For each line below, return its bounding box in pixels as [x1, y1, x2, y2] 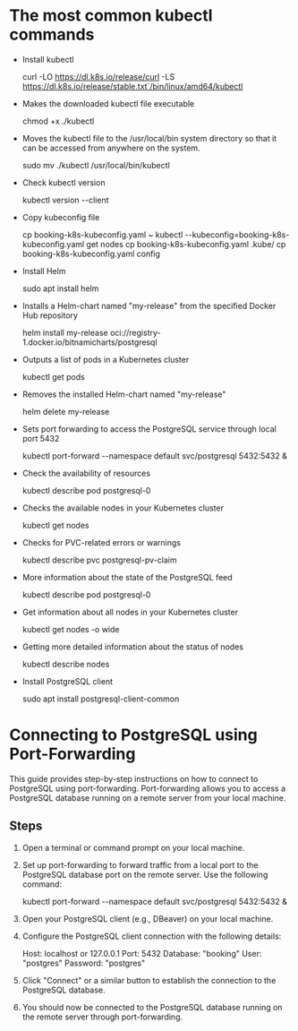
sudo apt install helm [21, 283, 99, 294]
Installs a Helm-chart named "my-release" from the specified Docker [21, 300, 277, 311]
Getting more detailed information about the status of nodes [21, 641, 244, 652]
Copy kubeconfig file [21, 211, 100, 222]
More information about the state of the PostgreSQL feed [21, 571, 233, 582]
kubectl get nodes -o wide [21, 623, 120, 634]
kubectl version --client [21, 194, 109, 205]
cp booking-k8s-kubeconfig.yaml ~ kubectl [21, 229, 183, 240]
